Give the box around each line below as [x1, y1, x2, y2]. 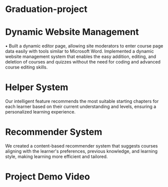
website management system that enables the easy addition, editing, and [5, 53, 156, 59]
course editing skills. [5, 64, 48, 70]
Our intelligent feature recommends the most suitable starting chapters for [5, 98, 159, 104]
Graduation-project [5, 3, 88, 15]
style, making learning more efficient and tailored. [5, 153, 108, 159]
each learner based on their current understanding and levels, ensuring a [5, 103, 156, 109]
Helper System [5, 81, 69, 93]
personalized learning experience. [5, 109, 76, 115]
